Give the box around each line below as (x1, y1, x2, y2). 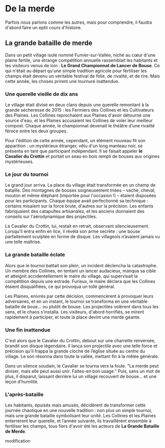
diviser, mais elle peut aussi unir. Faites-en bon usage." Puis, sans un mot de (5, 368, 161, 374)
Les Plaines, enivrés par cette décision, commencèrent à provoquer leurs (5, 293, 154, 299)
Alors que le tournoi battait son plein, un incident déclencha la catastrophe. (5, 262, 158, 268)
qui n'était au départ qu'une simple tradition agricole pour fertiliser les (5, 68, 147, 74)
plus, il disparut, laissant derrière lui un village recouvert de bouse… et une (5, 373, 157, 379)
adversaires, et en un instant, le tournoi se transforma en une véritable (5, 298, 148, 304)
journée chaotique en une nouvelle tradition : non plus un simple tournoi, (5, 407, 153, 413)
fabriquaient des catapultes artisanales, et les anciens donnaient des (5, 208, 145, 214)
